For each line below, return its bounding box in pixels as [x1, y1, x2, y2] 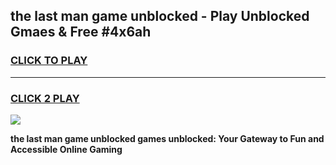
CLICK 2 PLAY [10, 91, 80, 105]
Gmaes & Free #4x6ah [10, 24, 152, 41]
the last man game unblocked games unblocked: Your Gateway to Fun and [10, 132, 325, 144]
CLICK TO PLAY [10, 54, 88, 68]
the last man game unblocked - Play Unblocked [10, 8, 310, 25]
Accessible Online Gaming [10, 143, 123, 155]
